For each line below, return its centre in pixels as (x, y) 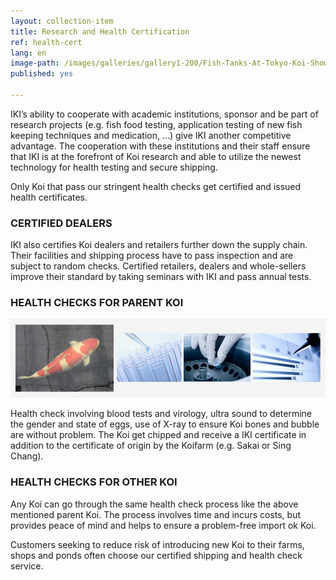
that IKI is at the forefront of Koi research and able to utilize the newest (156, 156)
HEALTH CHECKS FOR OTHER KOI (94, 482)
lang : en (28, 53)
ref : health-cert (46, 42)
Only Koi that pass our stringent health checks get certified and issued (156, 186)
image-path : (35, 63)
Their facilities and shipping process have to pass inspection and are (152, 256)
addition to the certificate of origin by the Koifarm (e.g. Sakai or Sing (151, 446)
